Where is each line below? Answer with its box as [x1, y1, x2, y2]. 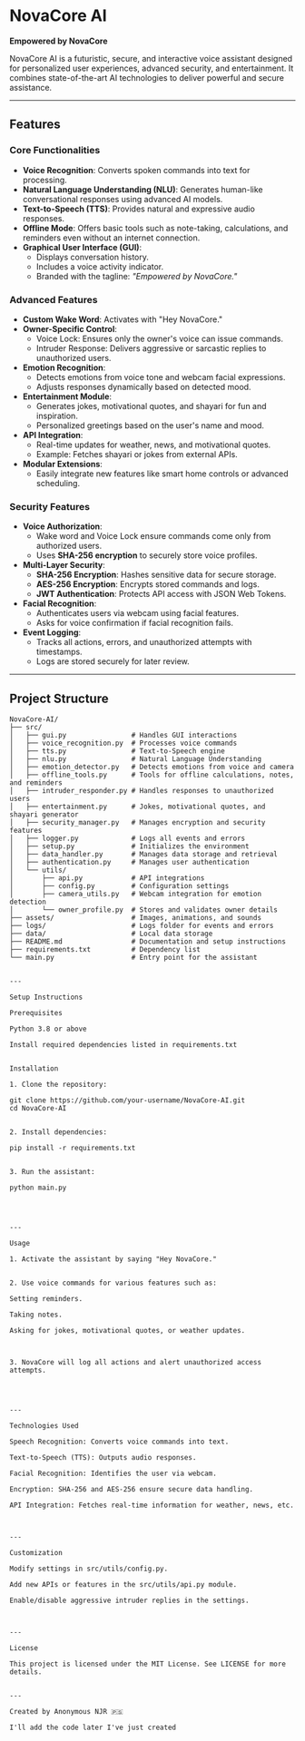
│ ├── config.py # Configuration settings [9, 882, 230, 891]
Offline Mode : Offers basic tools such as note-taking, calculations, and [22, 222, 289, 233]
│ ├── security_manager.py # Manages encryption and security [9, 818, 266, 827]
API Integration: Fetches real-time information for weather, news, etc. [9, 1501, 295, 1511]
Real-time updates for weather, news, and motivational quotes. [35, 439, 271, 450]
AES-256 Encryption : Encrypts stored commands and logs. [35, 579, 261, 590]
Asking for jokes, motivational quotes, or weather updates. [9, 1326, 246, 1335]
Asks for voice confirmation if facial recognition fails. [35, 618, 234, 629]
